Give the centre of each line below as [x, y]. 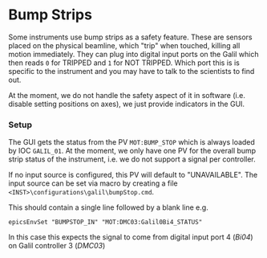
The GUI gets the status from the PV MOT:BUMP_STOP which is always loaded [131, 142]
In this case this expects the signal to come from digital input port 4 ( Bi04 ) [131, 237]
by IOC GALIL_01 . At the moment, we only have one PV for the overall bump [132, 151]
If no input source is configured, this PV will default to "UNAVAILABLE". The [133, 175]
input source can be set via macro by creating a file [93, 183]
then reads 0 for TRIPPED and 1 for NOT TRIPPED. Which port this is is [124, 63]
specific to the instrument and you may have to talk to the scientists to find [131, 71]
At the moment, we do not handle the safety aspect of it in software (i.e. [127, 95]
